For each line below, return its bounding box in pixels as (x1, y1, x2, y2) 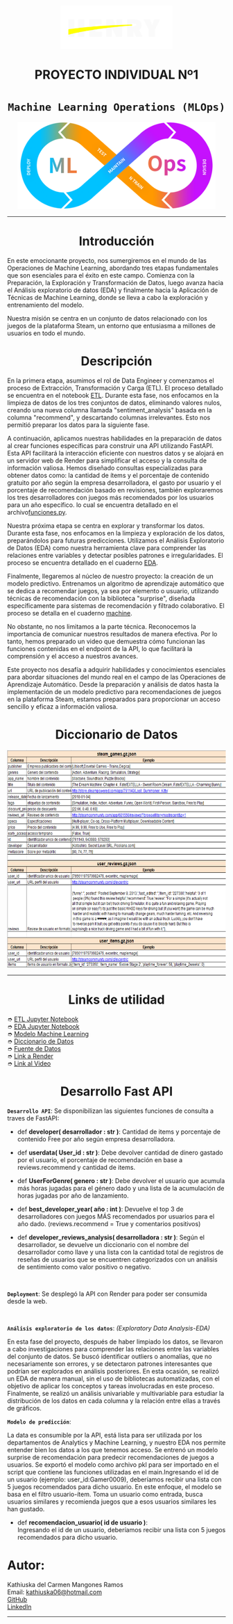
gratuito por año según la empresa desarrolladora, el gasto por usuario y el (7, 479, 221, 487)
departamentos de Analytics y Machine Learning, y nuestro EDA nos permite (7, 1438, 226, 1447)
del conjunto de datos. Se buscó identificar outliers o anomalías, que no (7, 1352, 212, 1360)
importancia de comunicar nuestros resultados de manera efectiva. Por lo (7, 630, 218, 638)
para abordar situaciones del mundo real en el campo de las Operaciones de (7, 673, 226, 681)
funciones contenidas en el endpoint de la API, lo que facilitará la (7, 645, 193, 652)
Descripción (80, 353, 153, 369)
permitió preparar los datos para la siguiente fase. (7, 421, 150, 429)
